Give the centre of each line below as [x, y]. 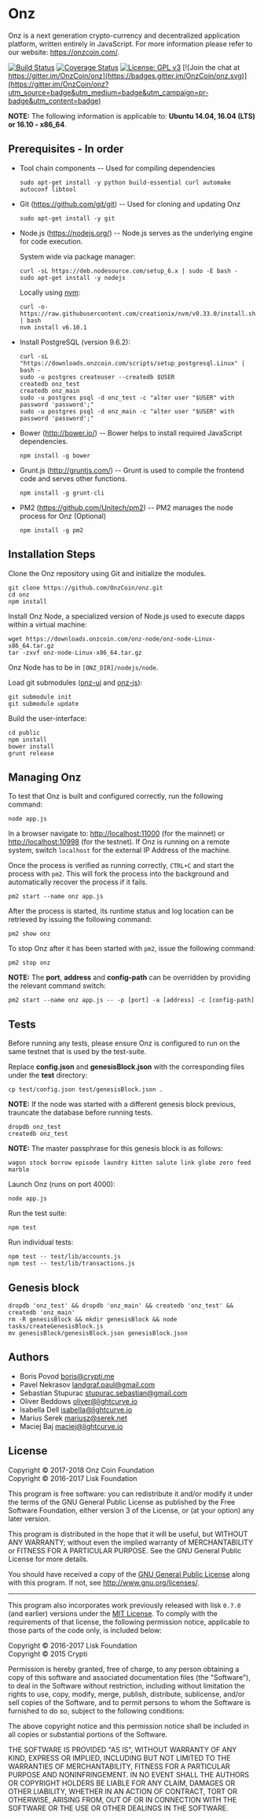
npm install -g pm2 [51, 530]
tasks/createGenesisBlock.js [56, 1326]
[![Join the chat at [211, 67]
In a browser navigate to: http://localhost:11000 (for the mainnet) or [117, 833]
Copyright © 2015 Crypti [48, 1654]
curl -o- [34, 307]
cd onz [19, 594]
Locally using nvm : [50, 292]
